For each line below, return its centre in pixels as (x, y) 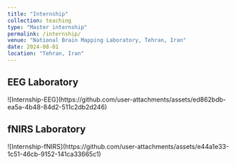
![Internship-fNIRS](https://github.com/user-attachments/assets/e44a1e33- (118, 146)
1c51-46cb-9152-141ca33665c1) (54, 154)
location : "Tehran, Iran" (46, 54)
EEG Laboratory (43, 82)
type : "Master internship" (47, 27)
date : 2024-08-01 (33, 47)
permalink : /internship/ (44, 34)
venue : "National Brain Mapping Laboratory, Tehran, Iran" (97, 40)
